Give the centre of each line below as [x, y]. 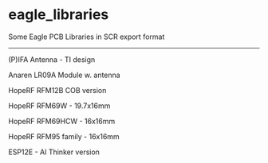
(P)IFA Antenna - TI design [52, 59]
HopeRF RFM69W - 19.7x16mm [59, 106]
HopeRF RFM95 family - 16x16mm [64, 136]
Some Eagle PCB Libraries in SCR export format [87, 37]
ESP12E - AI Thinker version [54, 152]
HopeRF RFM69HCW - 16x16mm [62, 121]
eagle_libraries [59, 15]
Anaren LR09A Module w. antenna [65, 75]
